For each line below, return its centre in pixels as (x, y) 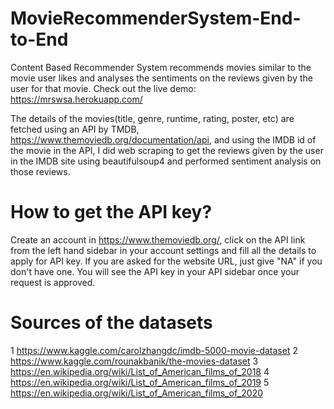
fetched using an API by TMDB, (75, 129)
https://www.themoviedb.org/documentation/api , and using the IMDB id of (163, 139)
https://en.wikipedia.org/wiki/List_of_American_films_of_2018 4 (140, 371)
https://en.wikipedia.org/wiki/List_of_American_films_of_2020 (136, 393)
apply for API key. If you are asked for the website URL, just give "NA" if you (166, 261)
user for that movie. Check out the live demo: (103, 88)
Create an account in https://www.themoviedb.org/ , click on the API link (158, 239)
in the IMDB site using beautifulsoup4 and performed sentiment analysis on (166, 161)
